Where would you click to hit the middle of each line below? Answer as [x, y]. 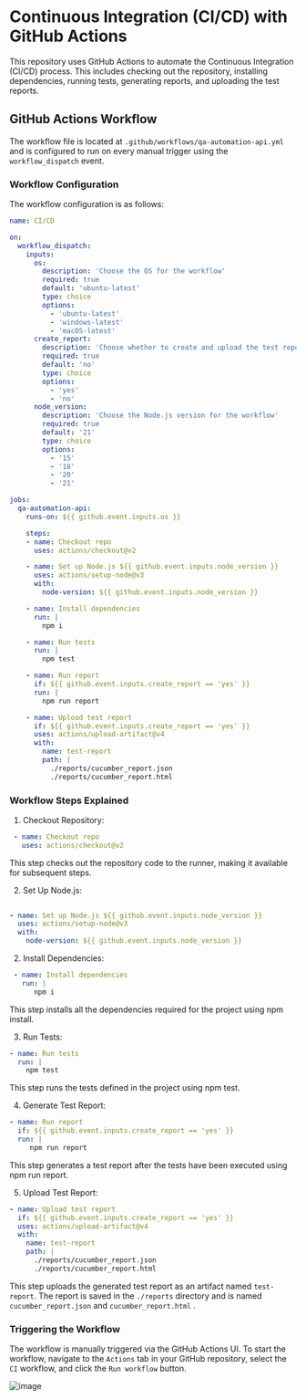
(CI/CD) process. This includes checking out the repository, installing [139, 71]
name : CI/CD [32, 221]
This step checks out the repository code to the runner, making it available [149, 862]
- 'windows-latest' [87, 322]
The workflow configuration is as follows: [87, 204]
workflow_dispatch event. [57, 161]
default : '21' [69, 433]
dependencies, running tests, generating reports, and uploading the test [144, 80]
